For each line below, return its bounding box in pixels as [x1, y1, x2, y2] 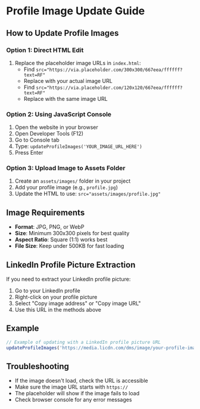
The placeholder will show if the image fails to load [14, 390, 140, 397]
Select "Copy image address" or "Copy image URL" [14, 300, 141, 307]
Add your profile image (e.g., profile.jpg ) [14, 184, 118, 191]
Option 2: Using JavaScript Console [6, 110, 112, 118]
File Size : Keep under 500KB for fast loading [14, 242, 124, 250]
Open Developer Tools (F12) [14, 130, 84, 137]
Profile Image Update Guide [6, 4, 145, 18]
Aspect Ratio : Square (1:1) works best [14, 236, 108, 243]
